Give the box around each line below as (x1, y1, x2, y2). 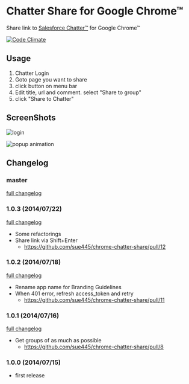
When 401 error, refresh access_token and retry (14, 290, 134, 297)
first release (14, 372, 45, 379)
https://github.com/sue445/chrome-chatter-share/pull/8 (23, 343, 164, 351)
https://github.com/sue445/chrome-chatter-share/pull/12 (23, 243, 166, 250)
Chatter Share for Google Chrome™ (6, 4, 184, 18)
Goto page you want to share (14, 75, 87, 83)
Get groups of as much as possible (14, 337, 102, 344)
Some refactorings (14, 230, 61, 237)
